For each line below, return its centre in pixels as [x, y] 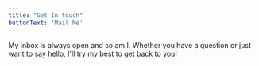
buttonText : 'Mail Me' [46, 23]
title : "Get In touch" [46, 15]
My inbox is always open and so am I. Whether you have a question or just [130, 45]
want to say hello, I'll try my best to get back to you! [93, 53]
